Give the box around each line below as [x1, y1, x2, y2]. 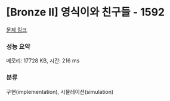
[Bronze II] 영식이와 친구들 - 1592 [6, 5, 165, 19]
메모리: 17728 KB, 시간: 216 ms [6, 57, 80, 64]
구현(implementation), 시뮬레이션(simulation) [6, 88, 114, 95]
